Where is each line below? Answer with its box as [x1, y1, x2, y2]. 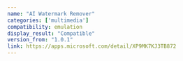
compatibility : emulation [7, 23, 82, 30]
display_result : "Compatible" [7, 29, 96, 37]
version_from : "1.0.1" [7, 36, 73, 43]
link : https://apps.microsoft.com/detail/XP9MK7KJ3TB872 [7, 43, 177, 50]
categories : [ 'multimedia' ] [7, 17, 89, 24]
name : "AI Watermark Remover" [7, 10, 96, 18]
